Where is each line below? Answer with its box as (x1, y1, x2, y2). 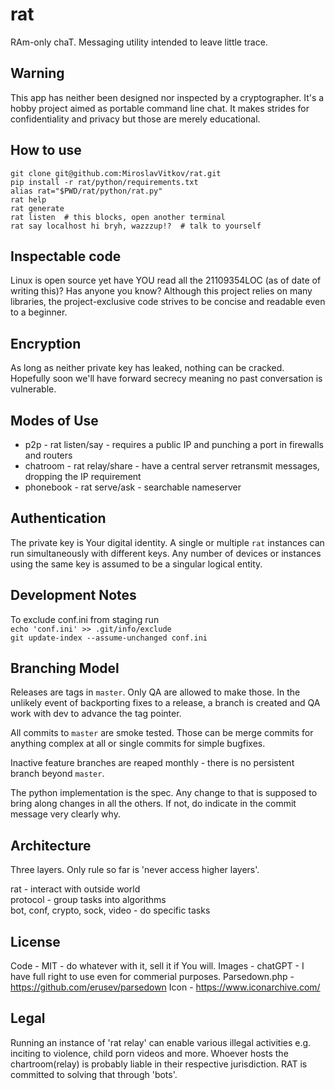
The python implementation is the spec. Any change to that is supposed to (10, 787, 318, 799)
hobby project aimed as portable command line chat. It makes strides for (10, 102, 310, 114)
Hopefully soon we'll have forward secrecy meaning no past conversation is (10, 373, 323, 385)
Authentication (10, 510, 107, 527)
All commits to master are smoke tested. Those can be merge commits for (10, 727, 314, 739)
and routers (24, 449, 73, 461)
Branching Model (10, 660, 120, 677)
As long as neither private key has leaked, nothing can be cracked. (10, 362, 285, 374)
